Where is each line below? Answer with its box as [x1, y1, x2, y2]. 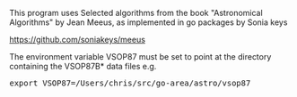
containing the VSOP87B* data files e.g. [9, 61, 157, 71]
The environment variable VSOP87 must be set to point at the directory [9, 52, 272, 61]
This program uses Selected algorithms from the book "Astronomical [9, 8, 263, 18]
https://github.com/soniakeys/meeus [9, 35, 146, 44]
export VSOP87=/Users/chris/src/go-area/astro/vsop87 [9, 78, 251, 88]
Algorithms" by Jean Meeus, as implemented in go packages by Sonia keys [9, 17, 288, 28]
